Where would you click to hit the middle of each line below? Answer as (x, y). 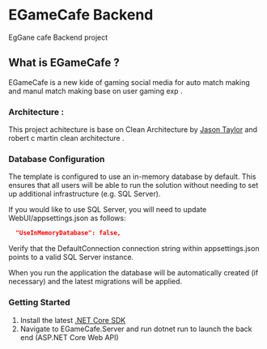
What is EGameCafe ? (64, 63)
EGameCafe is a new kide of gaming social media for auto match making (129, 82)
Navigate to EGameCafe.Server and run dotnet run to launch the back (136, 329)
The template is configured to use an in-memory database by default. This (132, 177)
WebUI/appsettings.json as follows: (67, 218)
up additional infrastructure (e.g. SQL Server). (85, 194)
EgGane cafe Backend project (58, 37)
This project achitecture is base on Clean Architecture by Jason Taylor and (133, 130)
